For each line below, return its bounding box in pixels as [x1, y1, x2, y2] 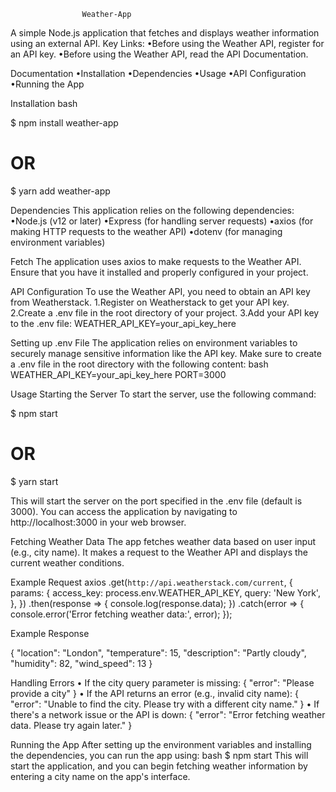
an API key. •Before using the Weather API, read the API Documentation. [10, 48, 309, 60]
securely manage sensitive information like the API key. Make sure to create [10, 347, 322, 359]
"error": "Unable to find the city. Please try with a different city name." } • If [10, 698, 320, 710]
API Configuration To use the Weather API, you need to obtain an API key [10, 285, 311, 297]
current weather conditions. [10, 556, 125, 569]
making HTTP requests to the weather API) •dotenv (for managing [10, 225, 283, 237]
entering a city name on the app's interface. [10, 770, 191, 782]
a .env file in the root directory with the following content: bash [10, 358, 269, 370]
